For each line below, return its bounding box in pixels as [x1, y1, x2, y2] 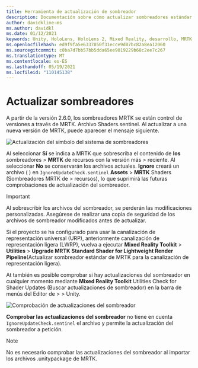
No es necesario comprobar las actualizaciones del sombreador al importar [6, 349, 190, 356]
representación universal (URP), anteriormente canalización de [6, 235, 160, 242]
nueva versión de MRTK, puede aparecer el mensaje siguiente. [6, 127, 159, 134]
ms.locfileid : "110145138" [6, 69, 73, 75]
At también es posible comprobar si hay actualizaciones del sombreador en [6, 271, 191, 279]
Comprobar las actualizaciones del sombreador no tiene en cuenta [6, 313, 173, 321]
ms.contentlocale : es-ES [6, 58, 68, 64]
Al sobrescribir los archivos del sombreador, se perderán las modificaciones [6, 204, 192, 212]
